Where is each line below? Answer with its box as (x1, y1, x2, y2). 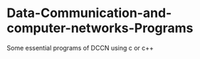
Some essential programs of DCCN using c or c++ (6, 43, 154, 52)
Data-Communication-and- (6, 5, 172, 21)
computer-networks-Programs (6, 20, 194, 36)
